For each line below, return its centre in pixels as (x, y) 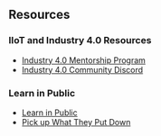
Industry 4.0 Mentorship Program (84, 60)
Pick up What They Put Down (76, 122)
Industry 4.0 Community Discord (82, 69)
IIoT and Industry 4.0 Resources (80, 41)
